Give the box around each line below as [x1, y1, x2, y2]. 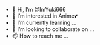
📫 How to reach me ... [12, 32, 68, 40]
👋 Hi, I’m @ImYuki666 [12, 6, 66, 13]
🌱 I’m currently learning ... [12, 19, 77, 26]
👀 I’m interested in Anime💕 [12, 12, 78, 19]
